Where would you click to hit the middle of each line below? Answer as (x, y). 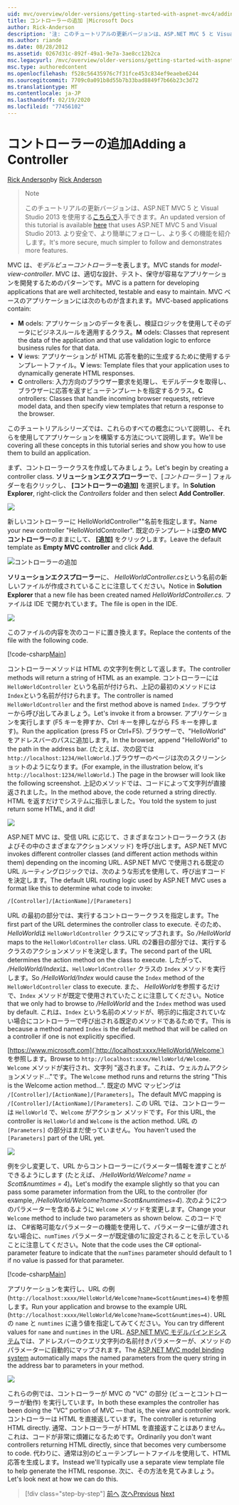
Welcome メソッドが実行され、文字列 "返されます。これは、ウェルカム (108, 1067)
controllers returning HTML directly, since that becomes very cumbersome (117, 1444)
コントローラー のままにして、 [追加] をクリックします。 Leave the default (115, 539)
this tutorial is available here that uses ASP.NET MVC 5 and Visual (121, 224)
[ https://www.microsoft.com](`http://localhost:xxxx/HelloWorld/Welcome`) (116, 1050)
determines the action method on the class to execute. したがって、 (106, 959)
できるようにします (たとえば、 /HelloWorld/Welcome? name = (100, 1175)
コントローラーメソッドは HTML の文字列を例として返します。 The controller (119, 668)
